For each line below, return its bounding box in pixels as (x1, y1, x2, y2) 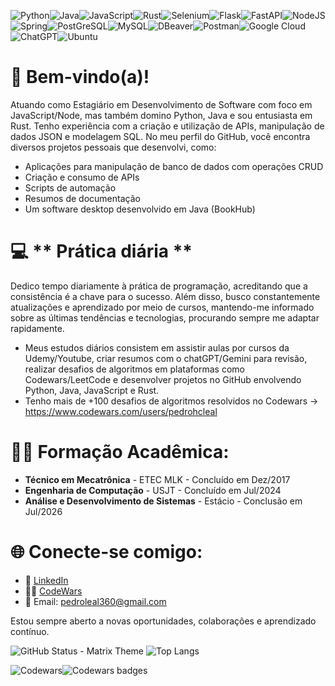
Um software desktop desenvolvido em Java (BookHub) (24, 203, 256, 215)
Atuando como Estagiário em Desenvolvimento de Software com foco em (10, 98, 313, 110)
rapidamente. (10, 322, 65, 334)
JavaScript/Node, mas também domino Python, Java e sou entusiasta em (10, 109, 313, 121)
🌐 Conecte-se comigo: (10, 541, 203, 563)
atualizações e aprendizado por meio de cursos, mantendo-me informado (10, 301, 315, 313)
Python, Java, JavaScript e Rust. (24, 384, 160, 396)
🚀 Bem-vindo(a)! (10, 66, 150, 89)
